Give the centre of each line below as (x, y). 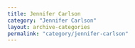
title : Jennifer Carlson (44, 14)
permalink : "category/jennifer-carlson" (68, 34)
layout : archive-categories (49, 27)
